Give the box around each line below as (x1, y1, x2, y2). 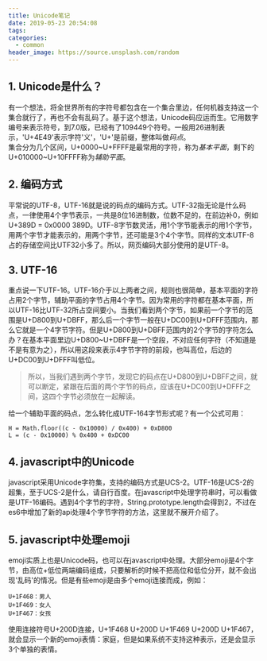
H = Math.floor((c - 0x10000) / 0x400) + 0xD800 (8, 424, 172, 433)
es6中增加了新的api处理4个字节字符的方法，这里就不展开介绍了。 (8, 508, 223, 517)
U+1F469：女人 (8, 601, 52, 609)
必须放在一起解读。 (76, 392, 140, 401)
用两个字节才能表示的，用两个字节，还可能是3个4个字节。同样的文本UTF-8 (8, 230, 254, 239)
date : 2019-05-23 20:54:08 (8, 19, 98, 27)
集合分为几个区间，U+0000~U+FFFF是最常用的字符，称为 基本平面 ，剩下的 (8, 142, 255, 152)
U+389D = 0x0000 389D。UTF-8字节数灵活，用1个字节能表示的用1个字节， (8, 220, 257, 230)
